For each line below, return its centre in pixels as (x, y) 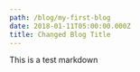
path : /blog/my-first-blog (60, 18)
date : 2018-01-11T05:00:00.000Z (70, 26)
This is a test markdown (54, 60)
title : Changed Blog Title (60, 34)
